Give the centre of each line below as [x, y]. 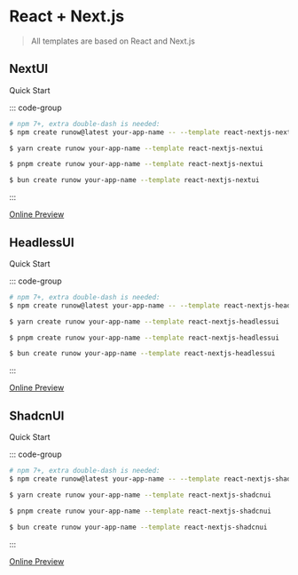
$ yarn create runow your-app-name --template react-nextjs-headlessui [144, 322]
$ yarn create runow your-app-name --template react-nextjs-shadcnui [141, 495]
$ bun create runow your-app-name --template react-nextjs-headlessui [142, 354]
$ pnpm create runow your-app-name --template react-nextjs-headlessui [144, 338]
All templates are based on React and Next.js [113, 41]
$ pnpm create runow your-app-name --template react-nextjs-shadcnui [141, 511]
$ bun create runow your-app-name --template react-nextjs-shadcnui [138, 527]
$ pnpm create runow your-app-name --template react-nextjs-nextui [137, 164]
